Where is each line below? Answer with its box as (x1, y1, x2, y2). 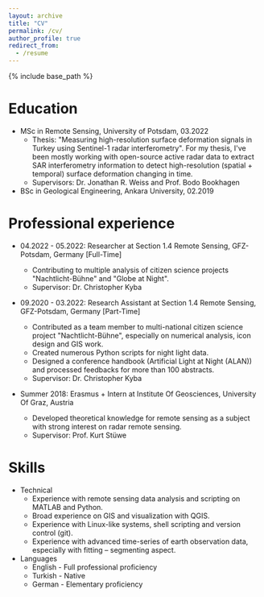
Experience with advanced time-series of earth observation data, (31, 537, 249, 546)
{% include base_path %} (8, 72, 93, 81)
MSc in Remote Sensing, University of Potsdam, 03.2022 (19, 126, 209, 135)
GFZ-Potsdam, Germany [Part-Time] (19, 306, 141, 316)
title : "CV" (8, 19, 48, 27)
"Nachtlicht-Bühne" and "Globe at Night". (31, 273, 169, 283)
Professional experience (8, 214, 175, 233)
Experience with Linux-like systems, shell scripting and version (31, 519, 241, 529)
